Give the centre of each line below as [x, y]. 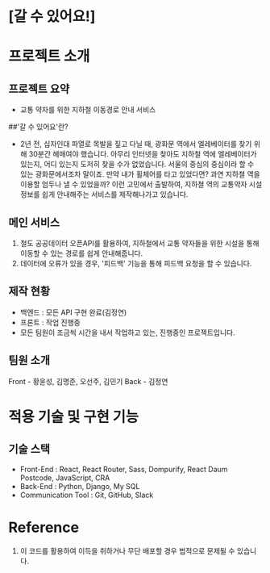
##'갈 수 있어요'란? [38, 127]
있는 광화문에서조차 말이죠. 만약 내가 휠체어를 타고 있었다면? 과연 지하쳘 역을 [140, 174]
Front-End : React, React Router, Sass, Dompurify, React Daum [124, 469]
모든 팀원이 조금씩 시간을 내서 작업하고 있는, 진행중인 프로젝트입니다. [127, 333]
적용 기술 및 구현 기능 [74, 417]
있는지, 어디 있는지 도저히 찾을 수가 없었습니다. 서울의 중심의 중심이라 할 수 [137, 164]
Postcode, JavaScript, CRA [65, 478]
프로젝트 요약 [39, 88]
